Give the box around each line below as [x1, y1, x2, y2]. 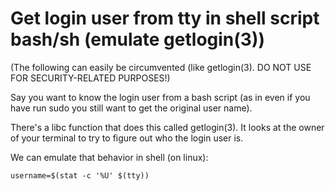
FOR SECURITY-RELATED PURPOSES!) [10, 72, 171, 84]
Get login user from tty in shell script [10, 7, 320, 30]
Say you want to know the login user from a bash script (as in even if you [10, 91, 311, 103]
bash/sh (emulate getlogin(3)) [10, 28, 266, 51]
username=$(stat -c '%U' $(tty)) [10, 170, 150, 181]
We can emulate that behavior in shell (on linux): [10, 151, 209, 163]
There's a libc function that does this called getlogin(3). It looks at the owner [10, 121, 325, 133]
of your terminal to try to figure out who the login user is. [10, 132, 244, 144]
